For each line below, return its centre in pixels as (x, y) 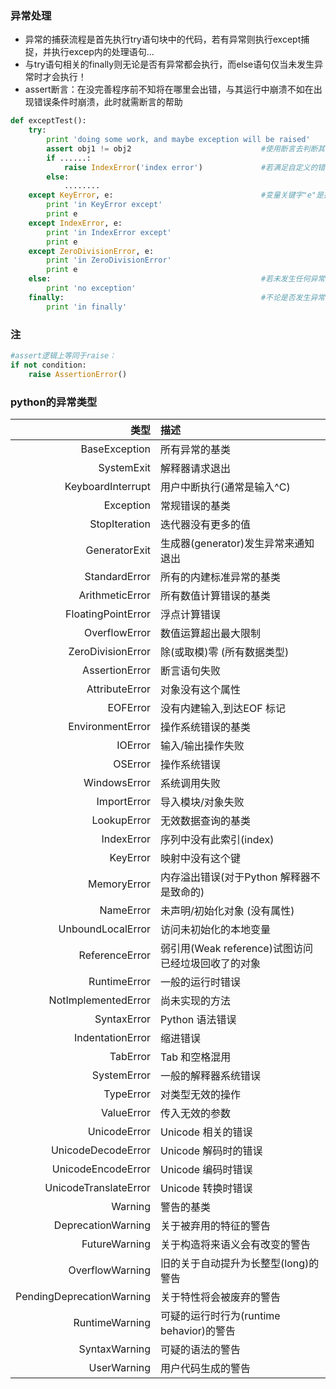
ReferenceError (115, 955)
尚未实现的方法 (196, 1000)
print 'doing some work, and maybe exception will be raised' (178, 140)
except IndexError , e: (75, 223)
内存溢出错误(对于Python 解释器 (235, 877)
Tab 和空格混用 (196, 1057)
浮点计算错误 (191, 614)
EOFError (129, 707)
